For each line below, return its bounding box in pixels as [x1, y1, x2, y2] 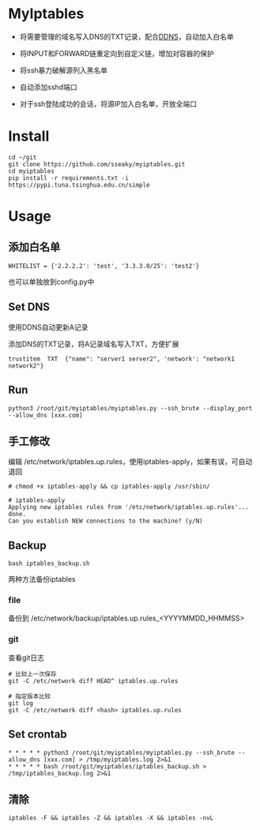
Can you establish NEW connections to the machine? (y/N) [8, 517, 203, 526]
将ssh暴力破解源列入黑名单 [19, 65, 108, 75]
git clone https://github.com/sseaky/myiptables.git [8, 160, 186, 168]
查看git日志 [8, 653, 45, 662]
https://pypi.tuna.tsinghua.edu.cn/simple [8, 181, 150, 189]
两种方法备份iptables [8, 575, 76, 584]
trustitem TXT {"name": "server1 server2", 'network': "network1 [8, 355, 236, 363]
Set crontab [8, 728, 67, 741]
